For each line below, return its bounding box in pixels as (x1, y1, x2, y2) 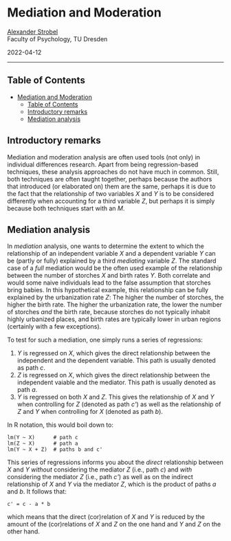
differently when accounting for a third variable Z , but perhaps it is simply (7, 197, 215, 205)
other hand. (7, 527, 40, 536)
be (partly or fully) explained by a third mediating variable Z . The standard (7, 256, 217, 265)
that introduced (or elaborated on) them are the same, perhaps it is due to (7, 182, 216, 190)
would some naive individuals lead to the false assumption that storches (7, 278, 211, 287)
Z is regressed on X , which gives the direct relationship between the (16, 371, 210, 379)
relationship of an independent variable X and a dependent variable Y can (7, 250, 216, 258)
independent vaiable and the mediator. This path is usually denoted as (16, 378, 217, 386)
